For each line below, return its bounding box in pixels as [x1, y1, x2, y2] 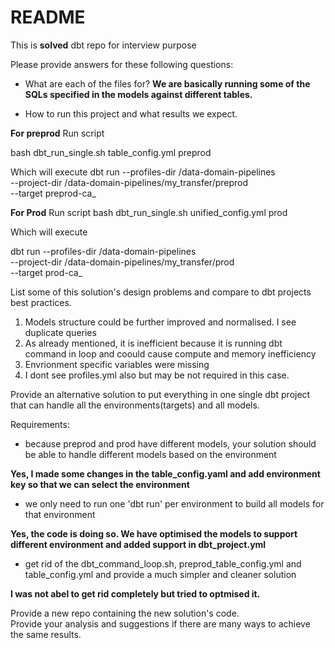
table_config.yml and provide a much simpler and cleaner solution [24, 568, 297, 580]
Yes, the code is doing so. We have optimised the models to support [10, 527, 298, 540]
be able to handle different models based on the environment [24, 448, 277, 460]
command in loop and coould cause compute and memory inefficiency [24, 347, 317, 360]
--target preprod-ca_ [10, 187, 97, 199]
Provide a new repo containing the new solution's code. [10, 607, 240, 619]
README [10, 6, 86, 29]
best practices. [10, 296, 72, 308]
